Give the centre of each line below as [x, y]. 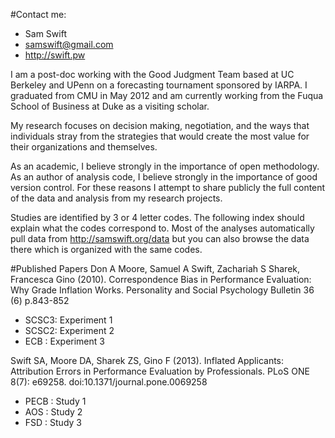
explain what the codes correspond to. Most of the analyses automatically [162, 228]
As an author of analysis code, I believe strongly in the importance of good [164, 177]
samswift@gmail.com [69, 44]
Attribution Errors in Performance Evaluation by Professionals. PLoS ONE [160, 371]
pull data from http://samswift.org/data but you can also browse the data [160, 238]
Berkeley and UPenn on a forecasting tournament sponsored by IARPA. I [159, 85]
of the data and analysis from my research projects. [116, 198]
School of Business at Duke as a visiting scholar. [110, 106]
